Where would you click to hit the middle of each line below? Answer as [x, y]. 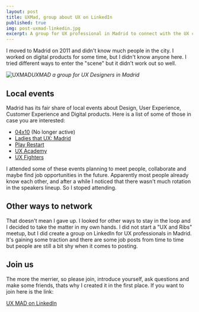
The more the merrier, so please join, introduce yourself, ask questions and [98, 279]
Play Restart [29, 144]
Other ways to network [49, 207]
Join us [20, 265]
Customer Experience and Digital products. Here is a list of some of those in [99, 114]
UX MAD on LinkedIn [32, 303]
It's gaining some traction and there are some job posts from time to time [95, 239]
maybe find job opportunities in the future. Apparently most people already [97, 175]
